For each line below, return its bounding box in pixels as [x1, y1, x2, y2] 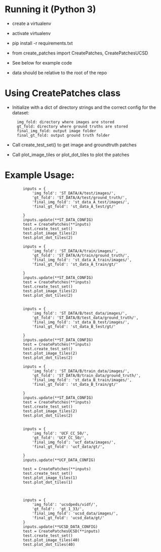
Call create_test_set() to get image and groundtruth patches [12, 141, 137, 148]
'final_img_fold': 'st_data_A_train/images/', [31, 257, 132, 262]
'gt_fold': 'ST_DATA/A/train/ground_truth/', [31, 253, 130, 258]
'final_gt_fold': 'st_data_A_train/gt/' [31, 262, 118, 267]
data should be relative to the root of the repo [12, 70, 107, 76]
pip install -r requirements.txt [12, 40, 73, 46]
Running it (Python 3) [5, 4, 97, 15]
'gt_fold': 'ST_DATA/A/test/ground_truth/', [31, 195, 128, 200]
